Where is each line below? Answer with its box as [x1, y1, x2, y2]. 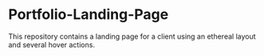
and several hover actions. [8, 39, 96, 49]
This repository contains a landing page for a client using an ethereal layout [8, 32, 257, 41]
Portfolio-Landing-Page [8, 6, 169, 24]
